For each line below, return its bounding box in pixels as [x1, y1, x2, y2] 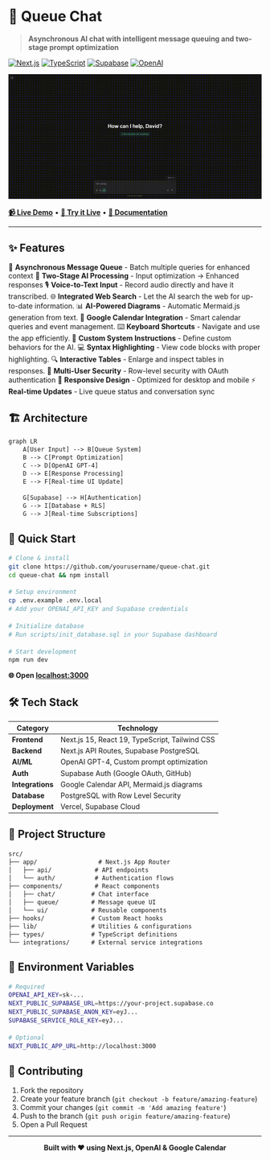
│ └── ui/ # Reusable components [8, 906, 167, 914]
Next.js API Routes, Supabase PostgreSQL [59, 746, 200, 756]
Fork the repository [19, 1086, 84, 1096]
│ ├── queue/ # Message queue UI [8, 898, 157, 906]
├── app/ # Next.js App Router [8, 857, 171, 866]
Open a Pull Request [19, 1120, 88, 1129]
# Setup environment [8, 588, 78, 597]
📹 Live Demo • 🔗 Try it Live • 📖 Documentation [8, 207, 168, 217]
